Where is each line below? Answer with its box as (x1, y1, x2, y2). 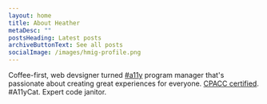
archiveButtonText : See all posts (8, 41, 124, 49)
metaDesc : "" (8, 26, 52, 34)
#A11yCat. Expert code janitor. (8, 87, 107, 96)
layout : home (8, 11, 52, 20)
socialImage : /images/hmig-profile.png (8, 48, 141, 56)
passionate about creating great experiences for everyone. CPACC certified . (8, 79, 260, 88)
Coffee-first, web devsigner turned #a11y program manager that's (8, 71, 225, 79)
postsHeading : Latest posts (8, 33, 102, 42)
